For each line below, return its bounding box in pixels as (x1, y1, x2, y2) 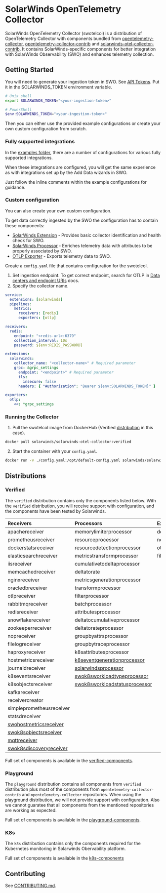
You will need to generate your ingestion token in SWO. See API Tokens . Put (5, 79, 160, 84)
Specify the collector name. (12, 283, 69, 288)
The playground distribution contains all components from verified (5, 781, 142, 787)
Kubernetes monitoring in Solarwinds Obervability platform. (5, 846, 126, 852)
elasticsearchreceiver (7, 552, 58, 559)
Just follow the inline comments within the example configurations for (5, 179, 147, 185)
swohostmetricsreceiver (7, 721, 64, 728)
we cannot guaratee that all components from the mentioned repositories (5, 802, 154, 808)
